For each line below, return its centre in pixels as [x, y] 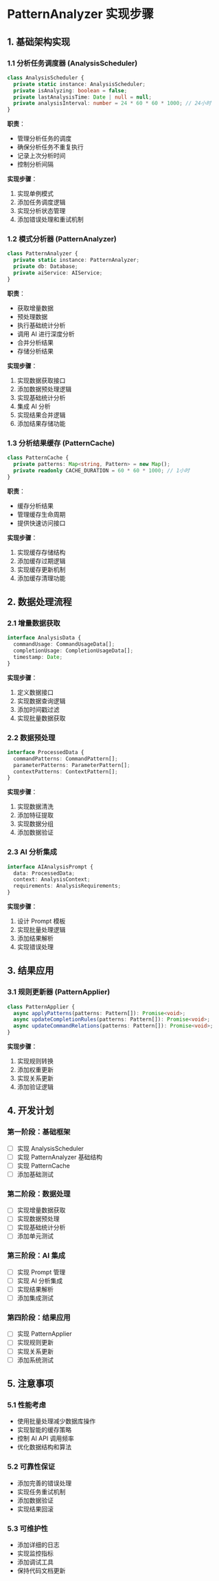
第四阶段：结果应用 [39, 1318]
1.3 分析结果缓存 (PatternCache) [61, 443]
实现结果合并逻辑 [41, 415]
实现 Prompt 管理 [41, 1272]
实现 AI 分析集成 [40, 1281]
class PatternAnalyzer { [43, 254]
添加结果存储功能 [41, 423]
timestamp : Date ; [38, 657]
